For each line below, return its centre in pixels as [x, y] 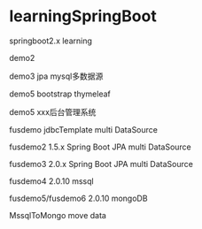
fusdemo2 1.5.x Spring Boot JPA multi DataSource [101, 147]
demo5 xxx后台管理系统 [53, 111]
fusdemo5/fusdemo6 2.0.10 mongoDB [78, 198]
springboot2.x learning [51, 41]
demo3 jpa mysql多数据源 [56, 76]
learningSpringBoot [83, 16]
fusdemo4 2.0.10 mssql [52, 181]
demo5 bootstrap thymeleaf [60, 94]
